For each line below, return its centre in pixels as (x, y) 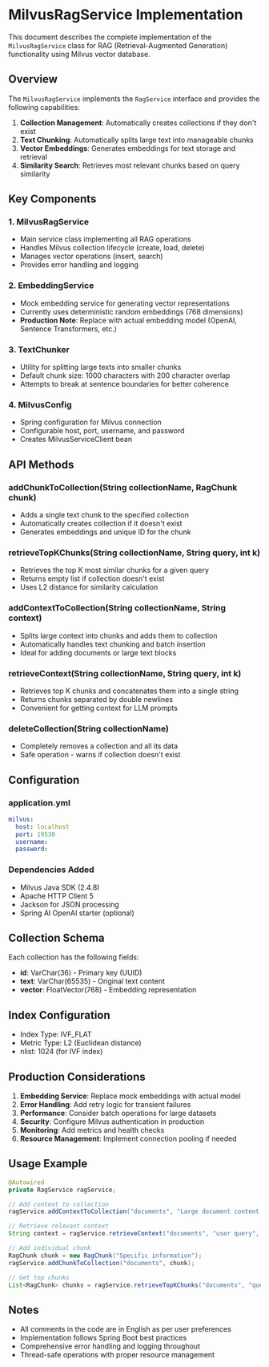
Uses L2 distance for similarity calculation (89, 587)
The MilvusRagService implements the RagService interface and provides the (134, 99)
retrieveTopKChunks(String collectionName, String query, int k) (134, 553)
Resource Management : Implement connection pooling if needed (128, 1138)
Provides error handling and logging (79, 265)
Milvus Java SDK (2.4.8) (60, 887)
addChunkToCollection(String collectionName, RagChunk (123, 487)
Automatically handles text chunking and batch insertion (112, 644)
